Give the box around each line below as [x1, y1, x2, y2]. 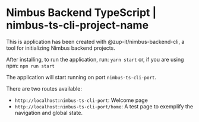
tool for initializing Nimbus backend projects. [6, 44, 116, 52]
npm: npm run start [6, 62, 55, 69]
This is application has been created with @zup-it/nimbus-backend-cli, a [6, 38, 185, 45]
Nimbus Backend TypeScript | [6, 6, 157, 20]
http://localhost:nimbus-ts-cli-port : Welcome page [14, 97, 149, 104]
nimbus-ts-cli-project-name [6, 18, 149, 32]
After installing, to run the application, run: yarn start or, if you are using [6, 56, 184, 63]
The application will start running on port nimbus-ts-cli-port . [6, 73, 157, 81]
